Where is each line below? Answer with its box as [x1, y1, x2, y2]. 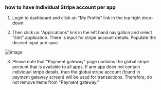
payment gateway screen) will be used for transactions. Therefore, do [12, 74, 152, 80]
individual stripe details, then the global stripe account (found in [12, 69, 140, 75]
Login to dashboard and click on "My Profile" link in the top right [12, 15, 141, 21]
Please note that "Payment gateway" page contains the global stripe [12, 59, 149, 65]
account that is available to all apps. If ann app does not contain [12, 64, 140, 70]
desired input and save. [12, 40, 59, 46]
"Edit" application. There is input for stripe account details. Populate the [12, 35, 156, 40]
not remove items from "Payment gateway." [12, 79, 100, 85]
